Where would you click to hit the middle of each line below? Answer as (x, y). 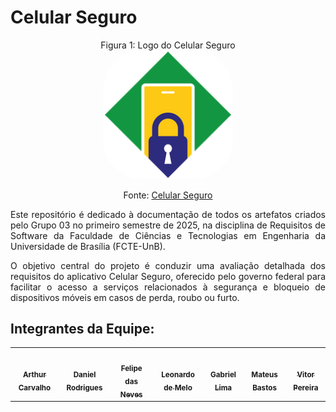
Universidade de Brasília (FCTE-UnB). (88, 246)
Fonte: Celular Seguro (168, 195)
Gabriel (223, 375)
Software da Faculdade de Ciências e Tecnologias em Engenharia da (168, 235)
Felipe (131, 368)
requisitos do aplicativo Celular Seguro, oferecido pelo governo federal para (168, 276)
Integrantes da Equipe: (82, 328)
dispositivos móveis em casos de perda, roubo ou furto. (125, 297)
